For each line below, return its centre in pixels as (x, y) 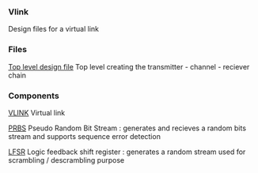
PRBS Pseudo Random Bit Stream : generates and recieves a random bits (127, 128)
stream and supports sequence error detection (84, 136)
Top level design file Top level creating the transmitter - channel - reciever (129, 66)
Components (34, 96)
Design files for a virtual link (53, 29)
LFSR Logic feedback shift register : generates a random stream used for (127, 152)
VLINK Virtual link (37, 112)
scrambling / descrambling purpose (66, 160)
